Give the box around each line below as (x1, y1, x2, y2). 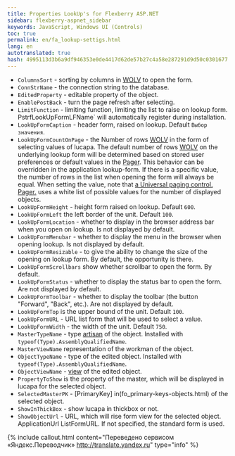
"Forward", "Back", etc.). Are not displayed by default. (17, 300, 174, 308)
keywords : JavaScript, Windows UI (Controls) (7, 23, 143, 30)
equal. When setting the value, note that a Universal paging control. (17, 180, 213, 189)
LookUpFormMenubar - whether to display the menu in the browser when (17, 232, 222, 241)
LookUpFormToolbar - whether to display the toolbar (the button (17, 292, 198, 300)
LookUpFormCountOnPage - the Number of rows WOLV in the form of (17, 135, 209, 144)
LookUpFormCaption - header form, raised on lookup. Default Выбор (17, 120, 208, 129)
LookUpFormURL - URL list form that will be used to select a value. (17, 315, 203, 323)
